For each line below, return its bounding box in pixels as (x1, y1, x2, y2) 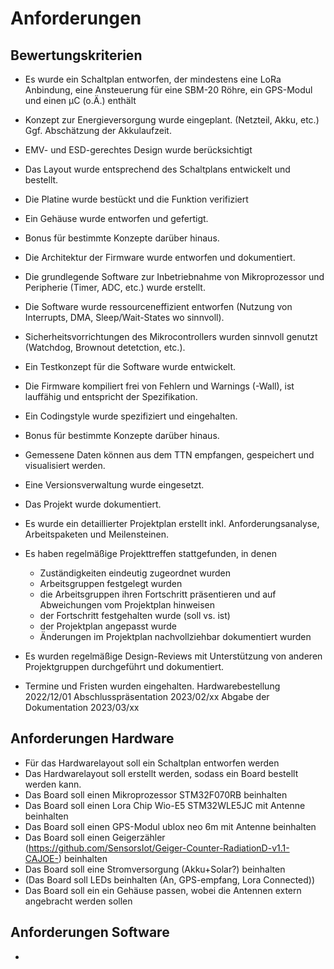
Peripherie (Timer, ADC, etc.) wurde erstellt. (24, 282, 206, 293)
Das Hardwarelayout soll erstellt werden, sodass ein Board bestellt (24, 767, 299, 779)
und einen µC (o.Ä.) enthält (24, 95, 137, 106)
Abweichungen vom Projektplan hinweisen (39, 599, 216, 611)
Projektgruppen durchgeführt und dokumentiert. (24, 661, 225, 672)
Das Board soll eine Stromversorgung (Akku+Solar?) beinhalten (24, 863, 286, 875)
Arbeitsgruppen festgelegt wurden (39, 578, 183, 589)
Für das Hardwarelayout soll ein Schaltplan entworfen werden (24, 757, 280, 769)
